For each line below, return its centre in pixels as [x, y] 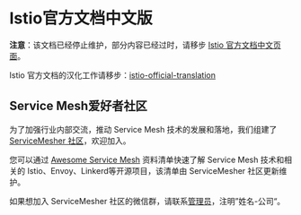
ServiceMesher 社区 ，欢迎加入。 [70, 141]
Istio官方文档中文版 [81, 18]
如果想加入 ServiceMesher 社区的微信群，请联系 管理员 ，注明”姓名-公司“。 [147, 201]
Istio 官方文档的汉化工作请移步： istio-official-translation [112, 75]
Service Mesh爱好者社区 [79, 106]
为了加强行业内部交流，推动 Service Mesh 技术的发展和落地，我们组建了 [143, 129]
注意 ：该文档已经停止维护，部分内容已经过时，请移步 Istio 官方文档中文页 [145, 45]
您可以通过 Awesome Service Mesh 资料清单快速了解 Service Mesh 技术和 [147, 159]
